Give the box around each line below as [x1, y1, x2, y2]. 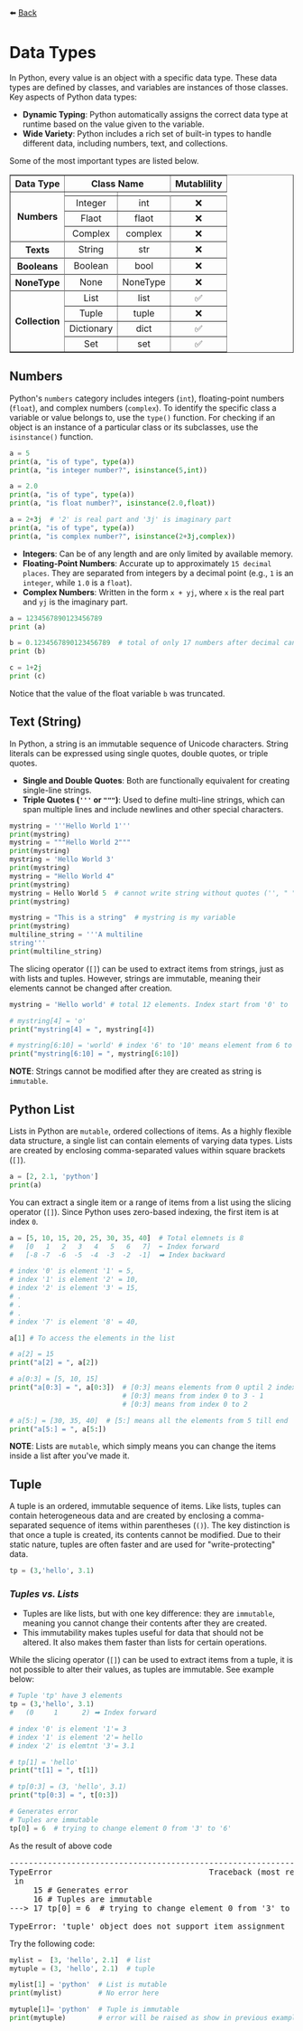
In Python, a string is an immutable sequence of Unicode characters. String [9, 738, 289, 749]
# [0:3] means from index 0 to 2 [122, 1400, 248, 1409]
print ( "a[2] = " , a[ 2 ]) [9, 1358, 99, 1368]
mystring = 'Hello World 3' [9, 855, 115, 864]
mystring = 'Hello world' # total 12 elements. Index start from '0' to [9, 1000, 289, 1009]
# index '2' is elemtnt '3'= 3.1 [9, 1741, 135, 1751]
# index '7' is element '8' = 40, [9, 1317, 140, 1326]
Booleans [16, 260, 59, 272]
